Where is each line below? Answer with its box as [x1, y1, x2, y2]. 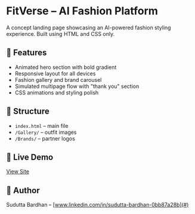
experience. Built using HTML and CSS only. [6, 30, 115, 37]
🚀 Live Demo [6, 152, 54, 162]
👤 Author [6, 185, 40, 195]
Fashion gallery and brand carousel [14, 76, 102, 83]
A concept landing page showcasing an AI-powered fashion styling [6, 24, 171, 31]
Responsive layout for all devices [14, 70, 96, 77]
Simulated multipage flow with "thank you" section [14, 82, 140, 90]
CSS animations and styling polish [14, 88, 99, 96]
